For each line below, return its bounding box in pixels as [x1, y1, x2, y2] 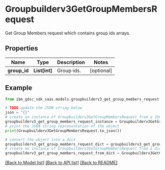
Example [5, 84, 32, 92]
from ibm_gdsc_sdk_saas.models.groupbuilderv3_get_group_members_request [5, 97, 160, 101]
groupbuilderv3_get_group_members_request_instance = [5, 119, 118, 124]
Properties [5, 44, 38, 52]
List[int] [33, 67, 53, 74]
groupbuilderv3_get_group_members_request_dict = [5, 142, 109, 146]
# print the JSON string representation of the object [5, 123, 120, 128]
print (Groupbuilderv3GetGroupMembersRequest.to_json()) [5, 128, 122, 133]
